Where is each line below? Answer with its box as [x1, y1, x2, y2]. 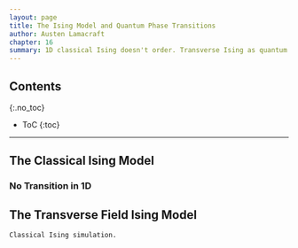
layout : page [9, 12, 58, 22]
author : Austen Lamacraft [9, 29, 105, 38]
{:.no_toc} [9, 102, 45, 112]
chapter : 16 [9, 37, 53, 47]
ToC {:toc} [21, 119, 60, 129]
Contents [9, 79, 62, 94]
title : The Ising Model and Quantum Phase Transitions [9, 21, 216, 30]
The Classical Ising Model [9, 153, 155, 168]
